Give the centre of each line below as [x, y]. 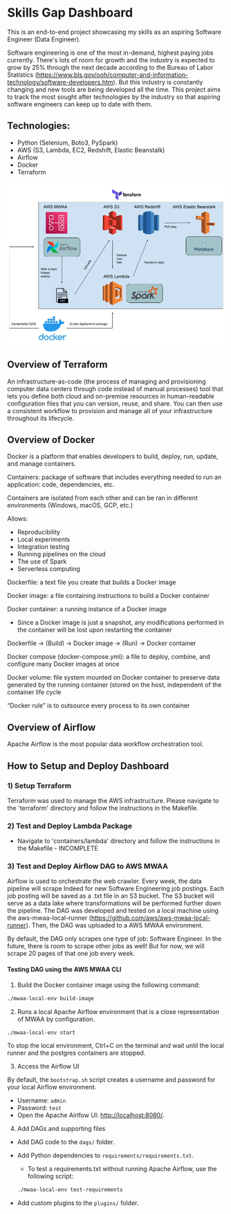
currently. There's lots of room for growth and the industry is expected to [111, 60]
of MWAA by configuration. [56, 1019]
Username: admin [41, 1100]
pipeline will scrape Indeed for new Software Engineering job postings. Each [116, 889]
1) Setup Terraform [39, 786]
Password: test [39, 1108]
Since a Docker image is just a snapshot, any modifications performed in [120, 623]
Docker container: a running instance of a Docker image [87, 609]
